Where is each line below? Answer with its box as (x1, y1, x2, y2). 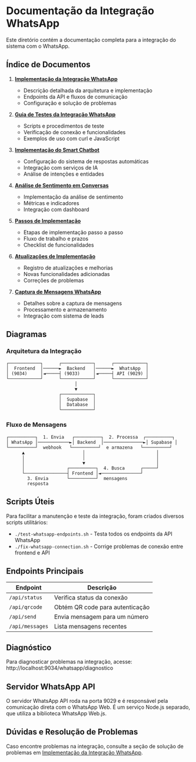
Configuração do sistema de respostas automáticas (23, 158, 149, 165)
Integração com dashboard (23, 206, 89, 213)
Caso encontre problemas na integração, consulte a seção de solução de (6, 742, 184, 750)
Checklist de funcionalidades (23, 241, 94, 248)
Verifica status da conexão (54, 594, 128, 602)
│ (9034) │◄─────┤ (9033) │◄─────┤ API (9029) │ (6, 371, 149, 377)
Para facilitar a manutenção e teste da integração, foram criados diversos (6, 513, 184, 520)
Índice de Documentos (6, 60, 91, 70)
